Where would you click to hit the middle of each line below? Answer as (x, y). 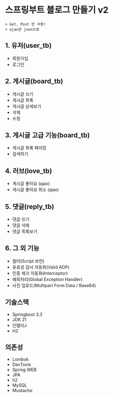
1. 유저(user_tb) (28, 46)
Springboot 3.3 (27, 314)
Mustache (22, 391)
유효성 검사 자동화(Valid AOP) (41, 267)
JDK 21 (19, 319)
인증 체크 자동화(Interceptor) (40, 273)
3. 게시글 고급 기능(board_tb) (47, 135)
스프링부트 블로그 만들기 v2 (57, 10)
